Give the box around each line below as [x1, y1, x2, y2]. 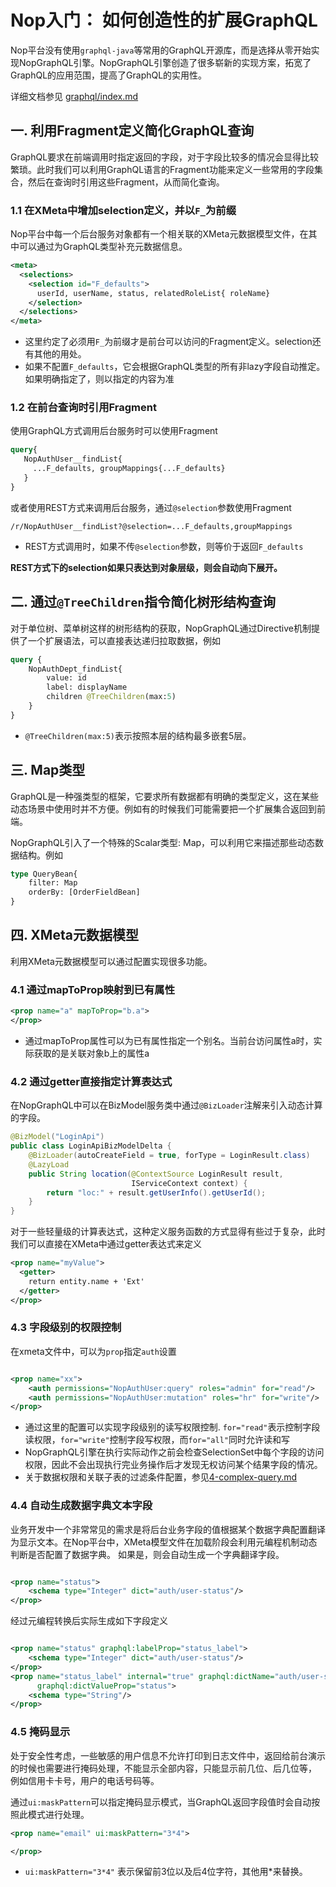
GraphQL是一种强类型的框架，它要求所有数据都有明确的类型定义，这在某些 [10, 790, 320, 802]
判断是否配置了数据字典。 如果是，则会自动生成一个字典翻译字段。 [10, 1548, 285, 1560]
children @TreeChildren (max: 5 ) [46, 692, 177, 702]
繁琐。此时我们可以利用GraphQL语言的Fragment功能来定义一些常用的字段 [10, 163, 315, 175]
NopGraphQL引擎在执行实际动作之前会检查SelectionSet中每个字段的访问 [24, 1446, 325, 1458]
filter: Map [28, 878, 78, 888]
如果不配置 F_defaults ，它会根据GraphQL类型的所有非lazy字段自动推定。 [24, 361, 326, 373]
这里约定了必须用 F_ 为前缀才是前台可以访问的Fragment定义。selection [24, 336, 313, 348]
